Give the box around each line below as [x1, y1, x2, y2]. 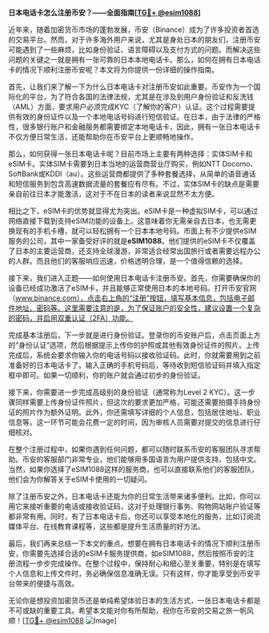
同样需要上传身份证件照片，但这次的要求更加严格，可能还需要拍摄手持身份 [14, 397, 261, 407]
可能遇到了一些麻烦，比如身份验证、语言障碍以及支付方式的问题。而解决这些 [8, 45, 261, 54]
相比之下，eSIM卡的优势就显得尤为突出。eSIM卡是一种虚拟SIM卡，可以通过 [8, 206, 259, 216]
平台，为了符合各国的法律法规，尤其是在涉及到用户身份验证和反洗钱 [29, 92, 254, 101]
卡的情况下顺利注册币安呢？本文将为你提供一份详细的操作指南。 [8, 65, 219, 75]
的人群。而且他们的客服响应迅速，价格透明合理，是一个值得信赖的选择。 [8, 256, 247, 265]
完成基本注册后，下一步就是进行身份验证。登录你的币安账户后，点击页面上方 [8, 330, 261, 340]
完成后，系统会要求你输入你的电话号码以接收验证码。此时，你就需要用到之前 [8, 350, 261, 360]
